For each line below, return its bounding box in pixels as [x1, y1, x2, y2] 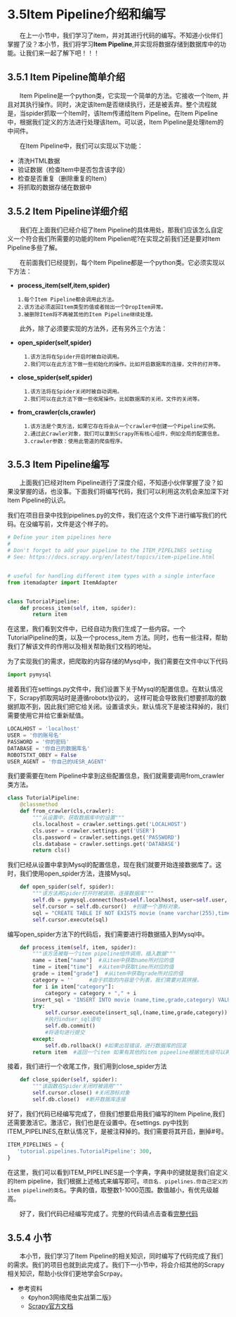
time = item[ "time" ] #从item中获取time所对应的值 [32, 963, 174, 970]
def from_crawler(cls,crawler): [20, 808, 114, 815]
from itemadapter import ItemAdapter [7, 579, 118, 586]
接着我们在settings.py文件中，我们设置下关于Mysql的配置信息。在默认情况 [7, 685, 223, 694]
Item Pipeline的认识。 [7, 496, 70, 504]
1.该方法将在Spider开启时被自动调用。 [24, 353, 123, 360]
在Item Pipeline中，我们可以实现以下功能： [20, 142, 144, 150]
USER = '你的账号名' [7, 732, 62, 739]
